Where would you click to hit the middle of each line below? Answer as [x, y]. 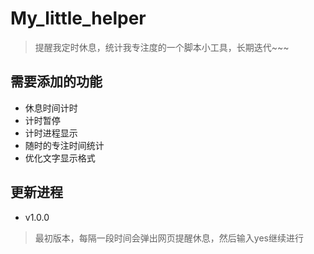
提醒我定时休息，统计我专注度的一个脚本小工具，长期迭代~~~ [162, 47]
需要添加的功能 [56, 82]
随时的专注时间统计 [64, 145]
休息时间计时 [51, 108]
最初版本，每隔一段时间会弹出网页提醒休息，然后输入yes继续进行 [169, 238]
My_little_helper [78, 18]
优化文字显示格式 [60, 158]
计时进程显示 [51, 133]
